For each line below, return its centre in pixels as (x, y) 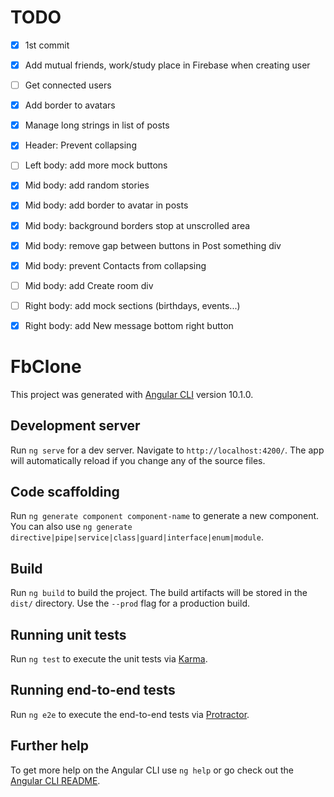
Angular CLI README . (55, 780)
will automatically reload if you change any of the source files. (138, 460)
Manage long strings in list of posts (97, 125)
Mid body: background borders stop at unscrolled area (137, 225)
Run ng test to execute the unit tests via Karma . (109, 659)
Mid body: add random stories (87, 185)
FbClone (46, 367)
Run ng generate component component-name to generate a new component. (165, 516)
